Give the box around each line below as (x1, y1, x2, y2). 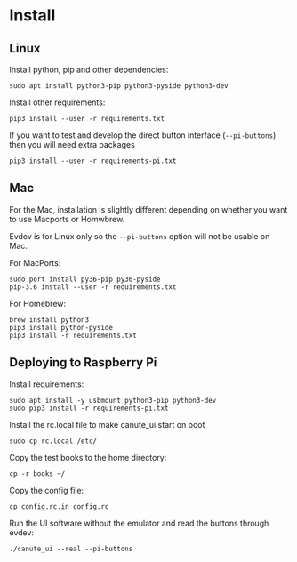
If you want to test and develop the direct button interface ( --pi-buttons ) (9, 130, 277, 140)
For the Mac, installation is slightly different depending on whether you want (9, 204, 288, 214)
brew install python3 (9, 315, 90, 325)
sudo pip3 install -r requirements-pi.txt (9, 404, 169, 413)
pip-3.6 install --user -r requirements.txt (9, 282, 177, 292)
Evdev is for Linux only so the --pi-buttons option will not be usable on (9, 230, 270, 241)
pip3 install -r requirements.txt (9, 331, 138, 340)
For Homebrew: (9, 298, 67, 309)
